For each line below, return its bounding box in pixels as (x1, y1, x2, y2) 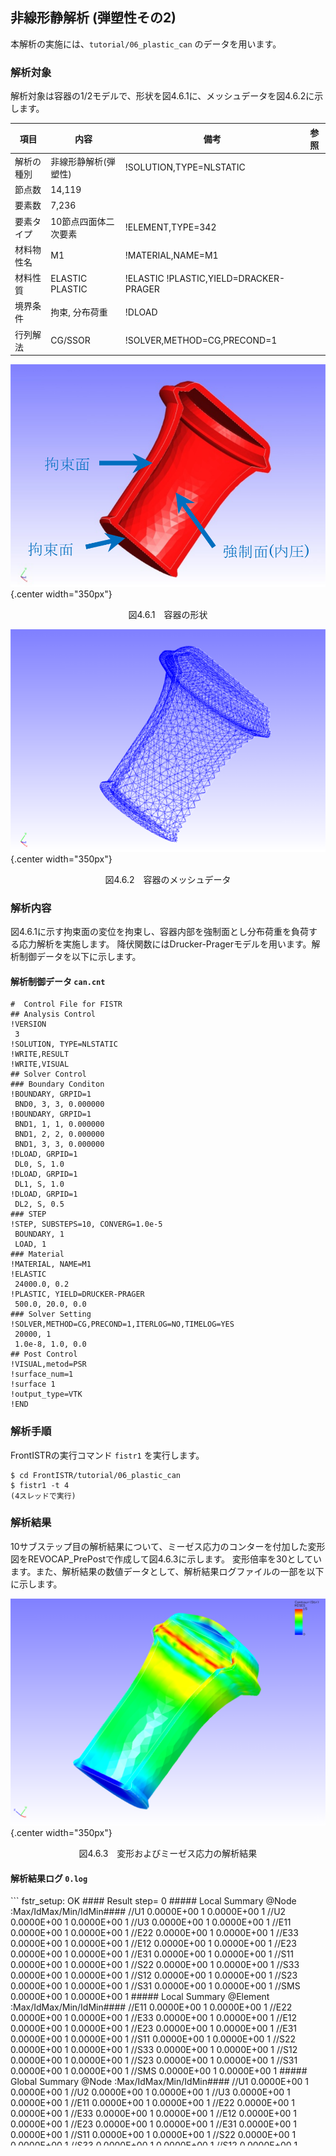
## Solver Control (10, 1069, 87, 1080)
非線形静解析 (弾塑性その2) (10, 9, 177, 27)
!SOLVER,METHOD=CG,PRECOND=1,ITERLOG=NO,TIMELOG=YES (10, 1319, 235, 1330)
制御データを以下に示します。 (18, 951, 142, 963)
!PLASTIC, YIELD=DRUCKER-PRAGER (10, 1289, 145, 1300)
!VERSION (10, 1019, 47, 1030)
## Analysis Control (10, 1009, 97, 1020)
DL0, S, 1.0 (14, 1159, 65, 1170)
